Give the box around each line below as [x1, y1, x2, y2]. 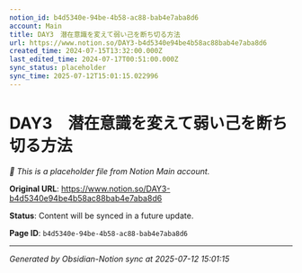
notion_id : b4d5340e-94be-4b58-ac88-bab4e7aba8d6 [9, 13, 200, 22]
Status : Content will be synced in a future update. [9, 210, 194, 221]
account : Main [9, 22, 63, 31]
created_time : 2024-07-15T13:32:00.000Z [9, 47, 164, 56]
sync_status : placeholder [9, 64, 106, 73]
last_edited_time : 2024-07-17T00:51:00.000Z [9, 55, 179, 64]
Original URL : [9, 183, 60, 194]
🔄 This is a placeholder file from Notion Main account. [9, 165, 210, 176]
